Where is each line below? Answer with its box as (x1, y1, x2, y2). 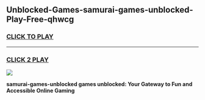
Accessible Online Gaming (6, 87, 75, 94)
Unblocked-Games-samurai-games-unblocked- (6, 5, 193, 15)
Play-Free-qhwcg (6, 15, 74, 25)
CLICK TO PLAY (6, 33, 54, 41)
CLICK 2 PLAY (6, 55, 49, 64)
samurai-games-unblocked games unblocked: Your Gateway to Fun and (6, 80, 193, 87)
